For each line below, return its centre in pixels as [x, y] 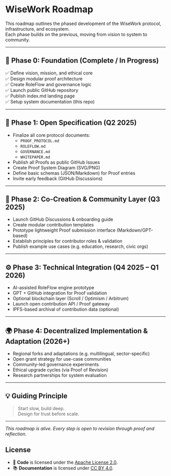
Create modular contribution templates [53, 225]
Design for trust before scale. [49, 414]
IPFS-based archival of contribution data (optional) [66, 309]
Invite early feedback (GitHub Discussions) [58, 178]
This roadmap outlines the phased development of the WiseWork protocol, [83, 23]
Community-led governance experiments [56, 364]
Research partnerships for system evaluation [60, 375]
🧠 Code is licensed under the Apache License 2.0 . [65, 462]
